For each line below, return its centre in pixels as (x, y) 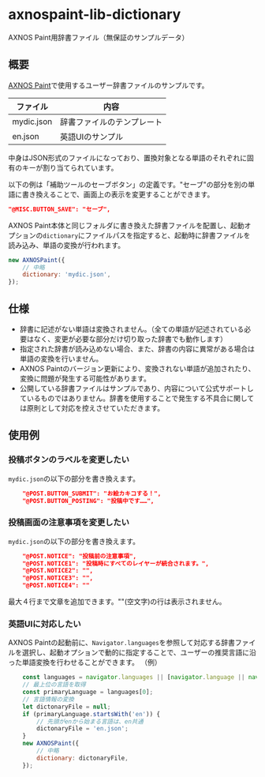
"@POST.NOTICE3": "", (58, 578)
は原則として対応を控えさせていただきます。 (91, 407)
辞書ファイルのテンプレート (111, 122)
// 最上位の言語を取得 (54, 685)
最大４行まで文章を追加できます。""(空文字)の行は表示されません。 (117, 602)
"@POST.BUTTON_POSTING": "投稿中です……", (88, 501)
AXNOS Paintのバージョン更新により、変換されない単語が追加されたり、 (137, 368)
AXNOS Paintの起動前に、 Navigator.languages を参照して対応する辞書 (121, 643)
